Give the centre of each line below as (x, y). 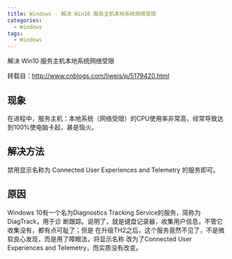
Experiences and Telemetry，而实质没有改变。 (75, 248)
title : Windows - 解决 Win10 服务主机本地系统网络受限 (82, 14)
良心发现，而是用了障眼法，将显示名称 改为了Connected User (102, 239)
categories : (25, 20)
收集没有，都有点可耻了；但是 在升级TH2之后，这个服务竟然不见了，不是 (113, 230)
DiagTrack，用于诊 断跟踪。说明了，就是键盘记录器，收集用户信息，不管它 (115, 221)
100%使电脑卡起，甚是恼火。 (56, 127)
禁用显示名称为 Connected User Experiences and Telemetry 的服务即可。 (113, 170)
